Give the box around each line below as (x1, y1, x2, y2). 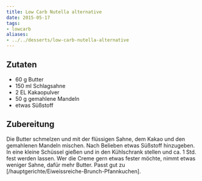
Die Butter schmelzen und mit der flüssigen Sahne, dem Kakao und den (6, 135, 186, 143)
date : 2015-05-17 (6, 15, 50, 21)
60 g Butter (15, 75, 44, 83)
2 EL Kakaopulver (15, 89, 60, 96)
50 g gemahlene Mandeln (15, 95, 80, 102)
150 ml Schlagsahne (15, 82, 66, 89)
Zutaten (6, 60, 38, 70)
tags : (6, 20, 20, 26)
